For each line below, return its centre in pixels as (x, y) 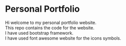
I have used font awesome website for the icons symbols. (63, 38)
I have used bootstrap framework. (39, 33)
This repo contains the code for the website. (50, 27)
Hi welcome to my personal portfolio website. (51, 23)
